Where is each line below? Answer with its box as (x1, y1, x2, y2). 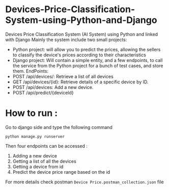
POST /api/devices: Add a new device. (12, 84, 94, 90)
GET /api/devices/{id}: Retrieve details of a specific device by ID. (12, 79, 149, 85)
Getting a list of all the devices (12, 158, 76, 164)
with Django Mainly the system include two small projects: (5, 37, 127, 43)
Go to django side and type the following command (5, 124, 113, 130)
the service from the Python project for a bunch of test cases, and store (12, 62, 163, 69)
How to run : (5, 108, 58, 119)
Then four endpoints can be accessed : (5, 143, 88, 149)
